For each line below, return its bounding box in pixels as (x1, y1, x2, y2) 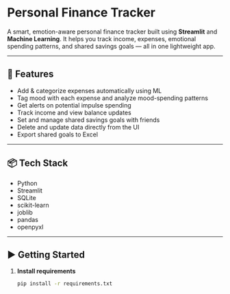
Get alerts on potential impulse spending (16, 101, 131, 109)
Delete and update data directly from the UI (16, 123, 140, 131)
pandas (16, 215, 39, 223)
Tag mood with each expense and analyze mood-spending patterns (16, 94, 209, 102)
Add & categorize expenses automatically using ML (16, 86, 162, 95)
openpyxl (16, 223, 44, 231)
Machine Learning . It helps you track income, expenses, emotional (7, 34, 196, 42)
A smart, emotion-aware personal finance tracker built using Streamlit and (7, 27, 218, 36)
